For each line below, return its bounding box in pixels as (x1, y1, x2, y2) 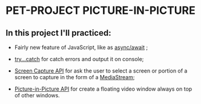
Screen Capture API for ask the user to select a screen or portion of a (14, 67, 188, 74)
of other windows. (14, 92, 60, 99)
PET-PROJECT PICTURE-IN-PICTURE (5, 4, 196, 18)
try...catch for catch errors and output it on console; (14, 56, 144, 62)
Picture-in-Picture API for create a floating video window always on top (14, 85, 193, 93)
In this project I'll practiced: (5, 28, 111, 38)
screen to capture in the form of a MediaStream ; (14, 74, 135, 80)
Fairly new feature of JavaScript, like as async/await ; (14, 44, 148, 51)
